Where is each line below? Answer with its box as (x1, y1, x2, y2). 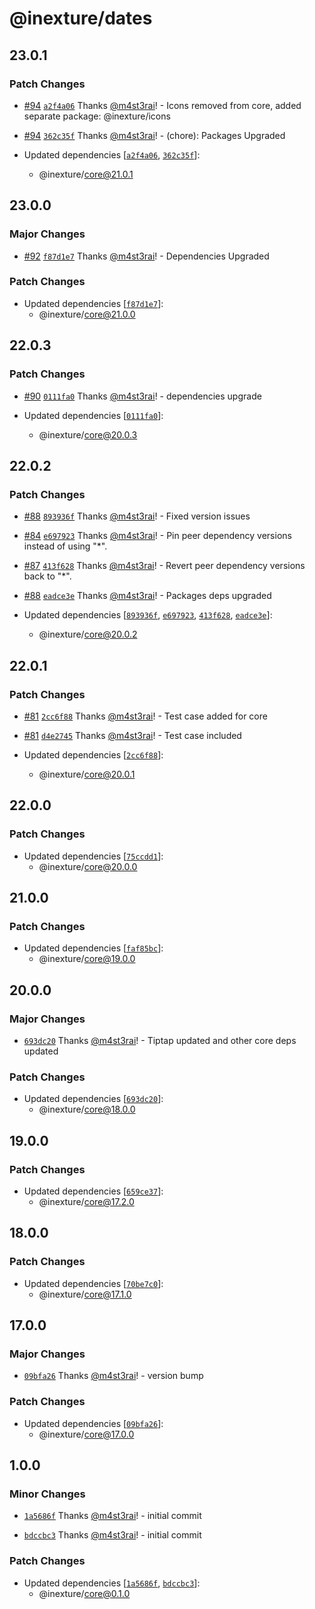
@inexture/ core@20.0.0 (38, 860, 138, 872)
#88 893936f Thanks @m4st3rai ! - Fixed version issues (23, 510, 251, 522)
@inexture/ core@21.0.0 (38, 308, 136, 320)
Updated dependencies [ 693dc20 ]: (23, 1093, 164, 1105)
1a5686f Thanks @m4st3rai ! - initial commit (23, 1510, 202, 1522)
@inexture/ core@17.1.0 (38, 1288, 132, 1300)
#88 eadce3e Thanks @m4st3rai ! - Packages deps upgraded (23, 590, 272, 602)
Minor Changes (9, 1487, 86, 1501)
